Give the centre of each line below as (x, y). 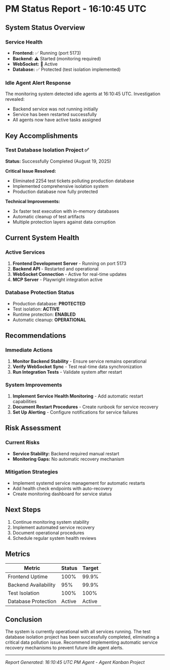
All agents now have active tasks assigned (57, 120)
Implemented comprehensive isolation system (60, 186)
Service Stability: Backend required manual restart (66, 453)
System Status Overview (45, 28)
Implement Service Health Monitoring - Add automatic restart (78, 396)
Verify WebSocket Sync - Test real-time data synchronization (77, 366)
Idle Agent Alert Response (38, 83)
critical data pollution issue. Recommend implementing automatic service (81, 642)
